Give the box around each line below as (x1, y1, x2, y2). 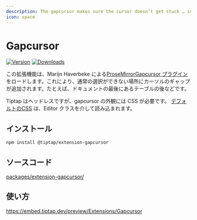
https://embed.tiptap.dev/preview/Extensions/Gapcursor (6, 207, 142, 214)
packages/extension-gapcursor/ (6, 173, 84, 180)
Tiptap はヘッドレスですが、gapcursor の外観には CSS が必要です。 (6, 98, 170, 105)
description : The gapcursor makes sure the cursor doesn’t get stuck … (6, 8, 185, 15)
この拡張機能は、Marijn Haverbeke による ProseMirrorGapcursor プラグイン (6, 71, 188, 78)
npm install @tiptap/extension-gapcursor (6, 140, 109, 146)
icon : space (6, 14, 35, 20)
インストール (6, 123, 53, 133)
